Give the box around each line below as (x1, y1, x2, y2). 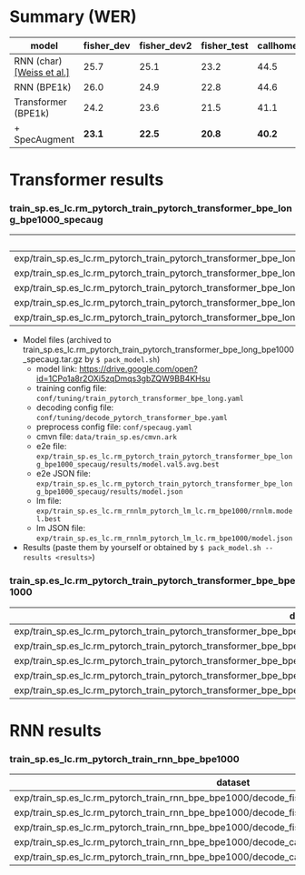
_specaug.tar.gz (22, 354, 84, 365)
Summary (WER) (9, 6, 138, 27)
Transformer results (9, 170, 164, 190)
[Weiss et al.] (14, 65, 70, 78)
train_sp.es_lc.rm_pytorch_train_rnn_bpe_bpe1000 (9, 752, 241, 765)
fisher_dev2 (139, 39, 192, 52)
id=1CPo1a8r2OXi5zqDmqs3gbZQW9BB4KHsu (35, 373, 211, 384)
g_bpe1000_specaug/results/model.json (35, 488, 183, 497)
